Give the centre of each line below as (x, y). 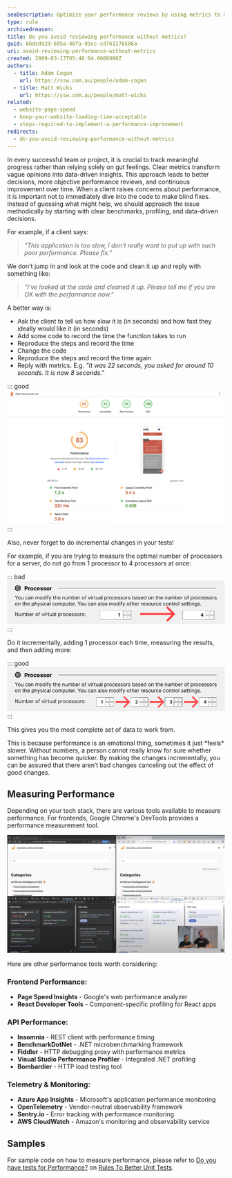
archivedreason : (30, 29)
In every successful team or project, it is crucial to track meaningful (103, 159)
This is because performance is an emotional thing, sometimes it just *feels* (116, 743)
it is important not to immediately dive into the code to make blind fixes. (109, 196)
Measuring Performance (61, 794)
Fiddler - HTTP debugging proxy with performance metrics (101, 1052)
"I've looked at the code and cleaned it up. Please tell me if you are (120, 287)
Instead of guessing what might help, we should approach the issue (104, 204)
